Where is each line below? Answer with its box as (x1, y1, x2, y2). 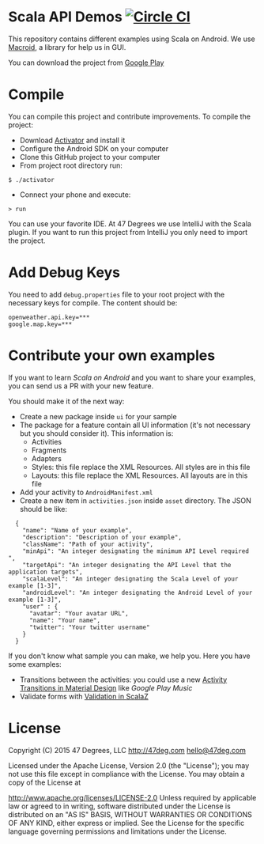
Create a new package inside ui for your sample (19, 411, 177, 421)
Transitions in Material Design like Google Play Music (19, 683, 193, 692)
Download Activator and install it (19, 135, 126, 145)
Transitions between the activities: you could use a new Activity (19, 675, 228, 684)
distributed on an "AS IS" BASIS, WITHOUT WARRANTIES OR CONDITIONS (8, 809, 253, 819)
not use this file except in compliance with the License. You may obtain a (8, 769, 245, 778)
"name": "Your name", (28, 616, 101, 624)
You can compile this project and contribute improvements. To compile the (8, 112, 251, 121)
